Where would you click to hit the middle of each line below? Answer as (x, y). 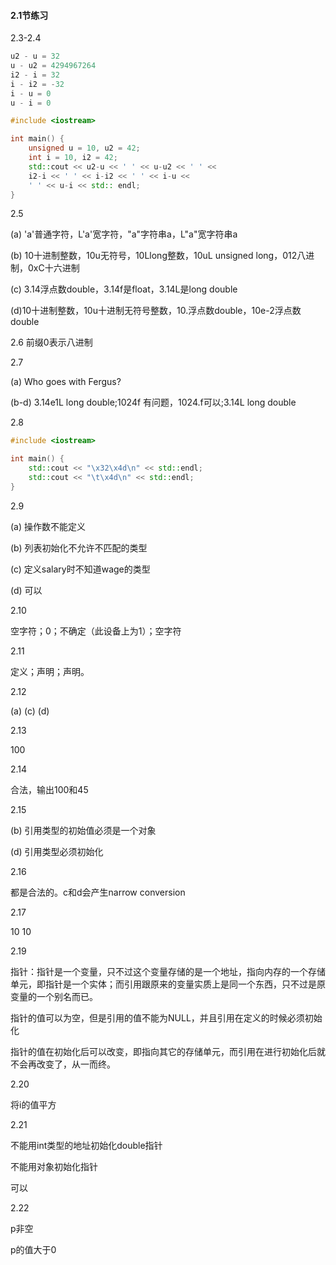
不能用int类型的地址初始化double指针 (86, 1145)
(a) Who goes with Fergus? (66, 382)
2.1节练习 (29, 15)
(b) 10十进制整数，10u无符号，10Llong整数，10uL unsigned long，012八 (158, 256)
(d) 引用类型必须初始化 (57, 851)
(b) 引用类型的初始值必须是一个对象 (83, 830)
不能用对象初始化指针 (54, 1166)
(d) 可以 (26, 590)
